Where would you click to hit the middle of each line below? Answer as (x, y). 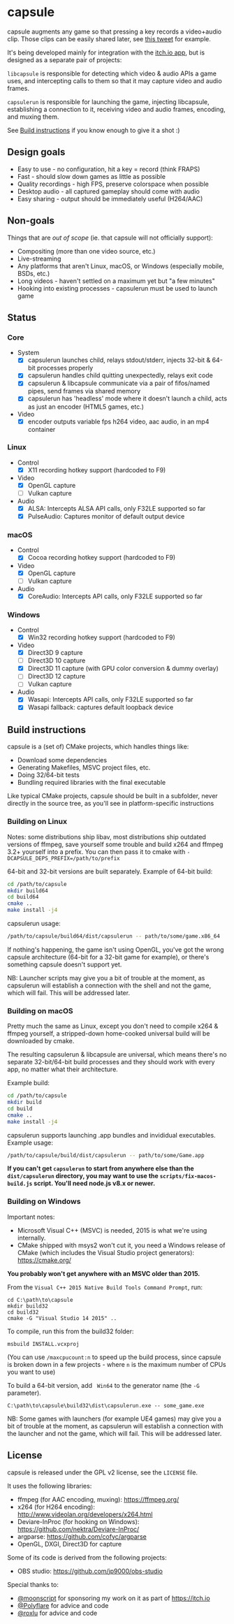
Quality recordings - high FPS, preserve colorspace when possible (113, 184)
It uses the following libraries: (50, 1486)
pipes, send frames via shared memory (84, 391)
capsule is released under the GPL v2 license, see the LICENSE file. (102, 1472)
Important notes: (31, 1217)
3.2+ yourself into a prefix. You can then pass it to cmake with (96, 851)
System (28, 353)
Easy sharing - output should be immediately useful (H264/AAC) (110, 198)
